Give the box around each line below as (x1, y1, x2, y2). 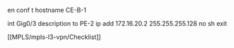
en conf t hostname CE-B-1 (7, 6, 87, 14)
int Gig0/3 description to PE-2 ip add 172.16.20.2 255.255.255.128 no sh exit (7, 19, 228, 27)
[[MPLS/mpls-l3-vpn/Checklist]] (7, 33, 101, 41)
